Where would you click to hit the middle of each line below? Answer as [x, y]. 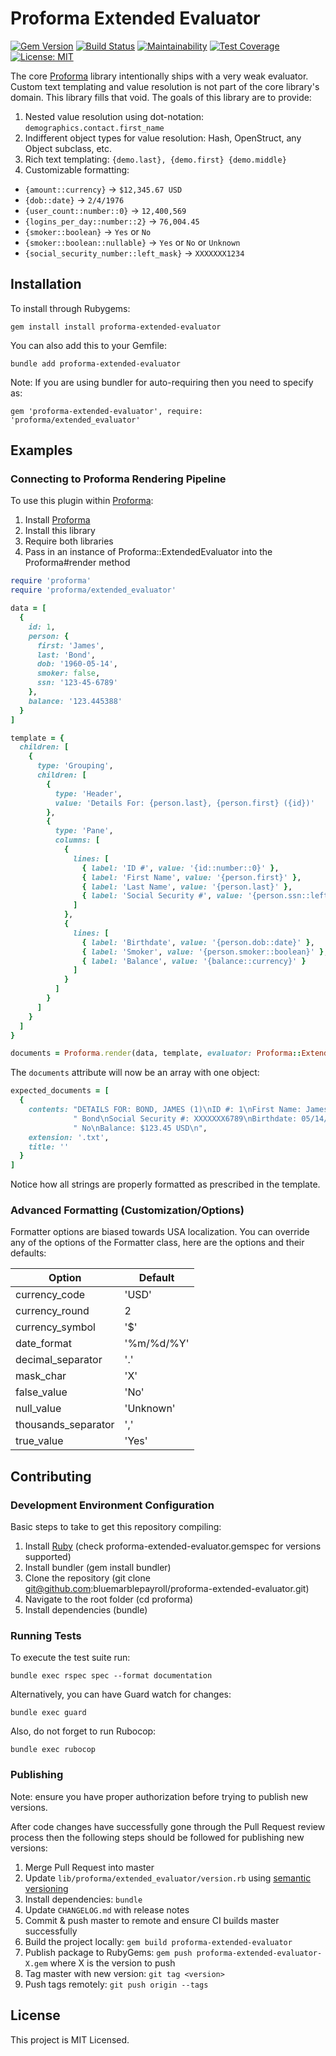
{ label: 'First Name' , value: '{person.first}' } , [191, 877]
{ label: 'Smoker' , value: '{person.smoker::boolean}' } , [205, 952]
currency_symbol [55, 1327]
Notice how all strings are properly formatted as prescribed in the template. [165, 1184]
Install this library [60, 531]
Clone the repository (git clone [87, 1578]
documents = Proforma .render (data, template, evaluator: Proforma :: [156, 1053]
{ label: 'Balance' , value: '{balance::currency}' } [194, 961]
